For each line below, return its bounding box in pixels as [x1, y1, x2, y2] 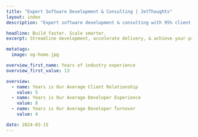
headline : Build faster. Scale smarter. [6, 30, 107, 36]
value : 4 [16, 111, 38, 117]
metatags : [6, 46, 31, 52]
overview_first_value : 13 [6, 68, 70, 73]
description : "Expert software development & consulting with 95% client [6, 19, 192, 25]
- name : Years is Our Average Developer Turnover [11, 106, 136, 112]
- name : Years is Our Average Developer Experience [11, 95, 141, 101]
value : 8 [16, 101, 38, 106]
